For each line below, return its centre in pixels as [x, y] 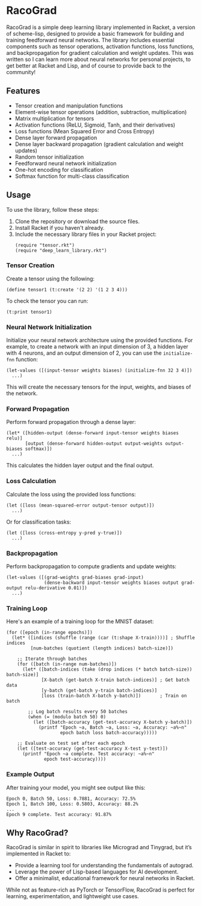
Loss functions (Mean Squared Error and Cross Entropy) [85, 131]
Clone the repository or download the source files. [77, 221]
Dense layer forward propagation [56, 138]
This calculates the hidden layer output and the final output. [80, 466]
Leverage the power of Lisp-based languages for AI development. [97, 872]
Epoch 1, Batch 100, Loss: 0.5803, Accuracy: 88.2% [72, 804]
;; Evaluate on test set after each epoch [71, 743]
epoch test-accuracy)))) [75, 759]
